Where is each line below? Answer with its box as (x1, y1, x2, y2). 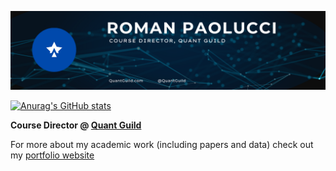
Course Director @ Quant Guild (10, 119, 142, 131)
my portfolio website (10, 149, 95, 161)
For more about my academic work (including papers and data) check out (10, 139, 314, 150)
